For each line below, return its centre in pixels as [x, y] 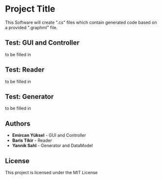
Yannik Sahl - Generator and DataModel [53, 146]
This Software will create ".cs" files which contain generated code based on [81, 22]
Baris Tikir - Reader [32, 140]
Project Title [30, 9]
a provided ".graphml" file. [31, 27]
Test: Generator [29, 96]
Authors [18, 123]
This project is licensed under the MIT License [52, 172]
